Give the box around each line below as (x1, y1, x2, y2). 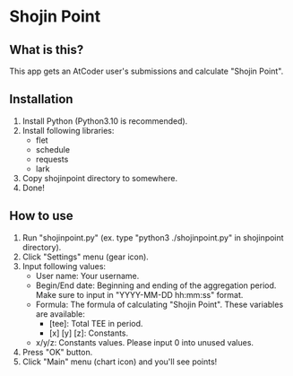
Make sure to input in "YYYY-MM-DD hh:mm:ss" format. (35, 289, 244, 300)
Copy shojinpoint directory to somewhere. (22, 172, 177, 183)
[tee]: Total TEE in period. (48, 318, 143, 328)
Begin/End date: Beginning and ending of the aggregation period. (35, 280, 277, 291)
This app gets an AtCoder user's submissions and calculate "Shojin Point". (9, 66, 284, 76)
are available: (35, 308, 85, 319)
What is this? (9, 42, 84, 57)
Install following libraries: (22, 125, 115, 136)
